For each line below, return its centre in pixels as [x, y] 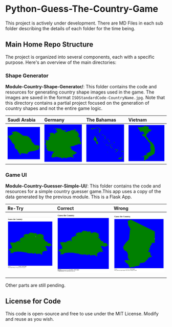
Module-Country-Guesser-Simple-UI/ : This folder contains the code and [83, 186]
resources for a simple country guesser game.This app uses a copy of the [83, 192]
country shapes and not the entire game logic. [54, 108]
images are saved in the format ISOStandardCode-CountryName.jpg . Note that [85, 98]
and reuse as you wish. [30, 319]
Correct [66, 208]
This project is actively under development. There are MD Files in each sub [84, 23]
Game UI [16, 175]
